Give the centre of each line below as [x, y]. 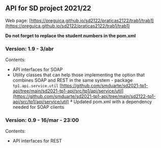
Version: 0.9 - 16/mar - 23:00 [42, 120]
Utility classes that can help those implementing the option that [78, 75]
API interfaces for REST [37, 141]
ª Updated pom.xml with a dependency [111, 102]
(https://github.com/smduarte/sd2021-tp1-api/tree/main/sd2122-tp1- [84, 96]
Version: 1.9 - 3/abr [30, 48]
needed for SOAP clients [38, 107]
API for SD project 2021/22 [48, 8]
